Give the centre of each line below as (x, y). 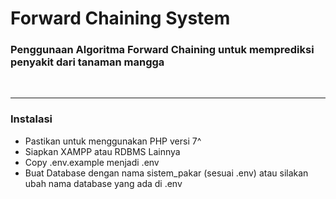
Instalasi (31, 119)
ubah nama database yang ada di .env (103, 183)
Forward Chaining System (120, 18)
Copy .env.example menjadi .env (92, 162)
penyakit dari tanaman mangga (87, 62)
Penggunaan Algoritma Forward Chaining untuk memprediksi (162, 50)
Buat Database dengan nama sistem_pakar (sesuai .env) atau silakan (166, 173)
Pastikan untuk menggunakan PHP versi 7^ (113, 141)
